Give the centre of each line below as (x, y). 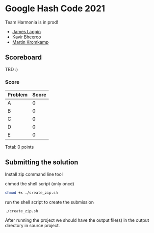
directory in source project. (33, 225)
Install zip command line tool (34, 174)
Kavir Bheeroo (26, 37)
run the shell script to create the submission (50, 202)
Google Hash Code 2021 (55, 9)
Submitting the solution (42, 162)
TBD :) (12, 69)
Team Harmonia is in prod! (32, 22)
